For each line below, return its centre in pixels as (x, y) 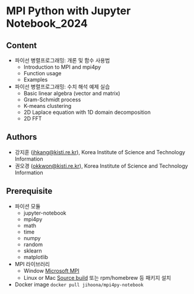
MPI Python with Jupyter (69, 11)
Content (22, 45)
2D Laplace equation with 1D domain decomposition (87, 112)
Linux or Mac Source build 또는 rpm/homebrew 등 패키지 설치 (97, 277)
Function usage (42, 73)
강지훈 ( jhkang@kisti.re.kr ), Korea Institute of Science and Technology (100, 152)
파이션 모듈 (28, 206)
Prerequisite (29, 191)
